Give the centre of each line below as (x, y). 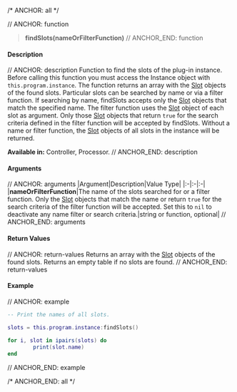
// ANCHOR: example (39, 301)
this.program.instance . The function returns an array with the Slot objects (117, 86)
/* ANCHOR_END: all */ (41, 381)
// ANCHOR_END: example (46, 368)
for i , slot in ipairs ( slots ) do (57, 341)
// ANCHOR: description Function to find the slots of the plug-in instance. (115, 70)
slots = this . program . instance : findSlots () (73, 327)
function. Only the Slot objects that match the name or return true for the (115, 200)
